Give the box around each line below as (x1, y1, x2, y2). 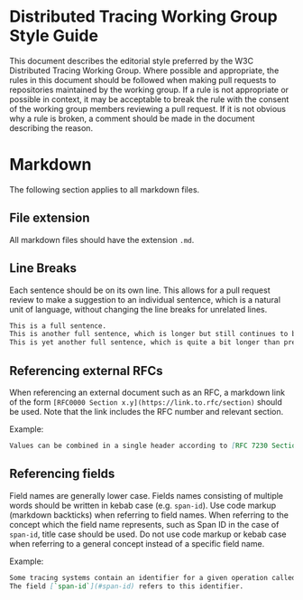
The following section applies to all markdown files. (9, 183, 200, 195)
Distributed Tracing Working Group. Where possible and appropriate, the (9, 65, 280, 76)
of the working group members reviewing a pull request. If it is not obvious (9, 103, 287, 114)
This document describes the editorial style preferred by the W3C (9, 55, 254, 66)
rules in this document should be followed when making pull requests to (9, 74, 277, 85)
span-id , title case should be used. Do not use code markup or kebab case (9, 529, 287, 539)
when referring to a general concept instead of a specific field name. (9, 538, 265, 548)
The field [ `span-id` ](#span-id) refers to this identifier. (9, 581, 244, 591)
